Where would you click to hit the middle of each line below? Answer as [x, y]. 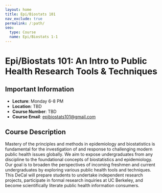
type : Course [23, 32]
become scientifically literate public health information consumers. [72, 185]
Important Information [40, 89]
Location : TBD [27, 106]
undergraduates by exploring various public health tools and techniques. [78, 170]
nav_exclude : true [24, 19]
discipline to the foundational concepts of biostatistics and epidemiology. [79, 159]
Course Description [35, 132]
